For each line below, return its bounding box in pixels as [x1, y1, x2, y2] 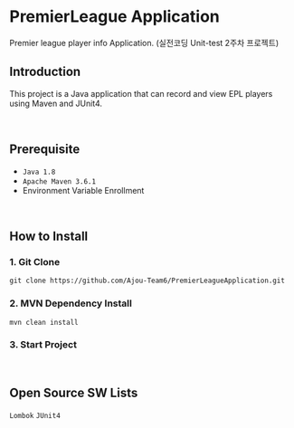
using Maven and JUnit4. [9, 98, 102, 109]
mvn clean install [9, 318, 79, 327]
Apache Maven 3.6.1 [22, 176, 97, 186]
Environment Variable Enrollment [22, 185, 145, 195]
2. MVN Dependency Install [9, 297, 133, 309]
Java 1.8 [22, 167, 56, 176]
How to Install [9, 228, 89, 243]
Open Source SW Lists [9, 385, 138, 401]
